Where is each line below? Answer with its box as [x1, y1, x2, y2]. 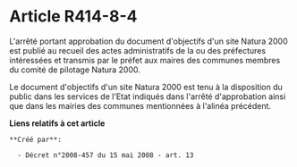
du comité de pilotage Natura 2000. [9, 64, 141, 75]
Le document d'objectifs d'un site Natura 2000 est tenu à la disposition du [9, 81, 284, 92]
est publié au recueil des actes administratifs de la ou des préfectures [9, 45, 267, 55]
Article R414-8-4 [9, 6, 138, 27]
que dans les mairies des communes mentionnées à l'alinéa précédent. [9, 100, 271, 111]
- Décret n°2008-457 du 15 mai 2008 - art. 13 [17, 150, 194, 160]
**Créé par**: [9, 135, 63, 144]
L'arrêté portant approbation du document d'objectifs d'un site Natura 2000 [9, 36, 288, 46]
